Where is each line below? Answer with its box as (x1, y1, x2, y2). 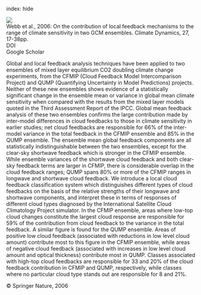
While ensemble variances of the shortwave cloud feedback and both (6, 156, 178, 163)
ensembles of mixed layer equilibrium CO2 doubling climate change (6, 66, 174, 73)
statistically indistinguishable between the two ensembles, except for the (6, 143, 187, 150)
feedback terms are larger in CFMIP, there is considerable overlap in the (16, 162, 194, 169)
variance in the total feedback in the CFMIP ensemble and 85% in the (23, 130, 195, 137)
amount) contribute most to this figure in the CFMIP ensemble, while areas (6, 239, 190, 246)
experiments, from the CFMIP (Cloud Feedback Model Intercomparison (6, 73, 182, 80)
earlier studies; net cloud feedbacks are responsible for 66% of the (6, 124, 173, 131)
